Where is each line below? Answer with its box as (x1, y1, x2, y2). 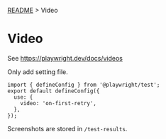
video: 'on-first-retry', (20, 99, 97, 107)
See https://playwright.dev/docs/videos (7, 54, 123, 62)
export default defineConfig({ (7, 87, 100, 95)
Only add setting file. (7, 67, 69, 76)
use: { (13, 93, 33, 101)
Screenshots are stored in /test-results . (7, 124, 128, 133)
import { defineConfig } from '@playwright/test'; (7, 81, 160, 88)
